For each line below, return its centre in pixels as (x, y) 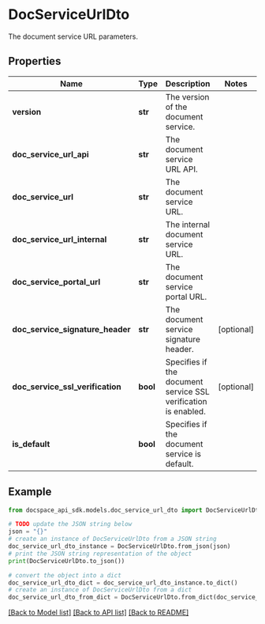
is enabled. (186, 411)
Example (30, 492)
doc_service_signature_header (72, 329)
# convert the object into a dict (65, 575)
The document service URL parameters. (73, 36)
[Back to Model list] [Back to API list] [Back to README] (99, 613)
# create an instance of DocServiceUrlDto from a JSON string (112, 539)
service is (183, 454)
